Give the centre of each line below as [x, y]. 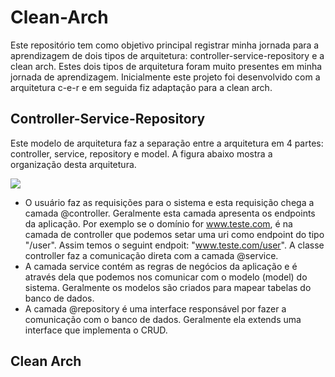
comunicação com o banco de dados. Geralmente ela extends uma [163, 319]
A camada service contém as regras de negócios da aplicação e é [161, 266]
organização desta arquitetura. [73, 164]
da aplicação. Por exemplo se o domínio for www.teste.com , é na [158, 223]
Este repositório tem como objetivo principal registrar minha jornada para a [165, 45]
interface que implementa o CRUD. [96, 330]
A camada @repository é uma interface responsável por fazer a [155, 308]
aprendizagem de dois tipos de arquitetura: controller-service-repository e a [167, 55]
